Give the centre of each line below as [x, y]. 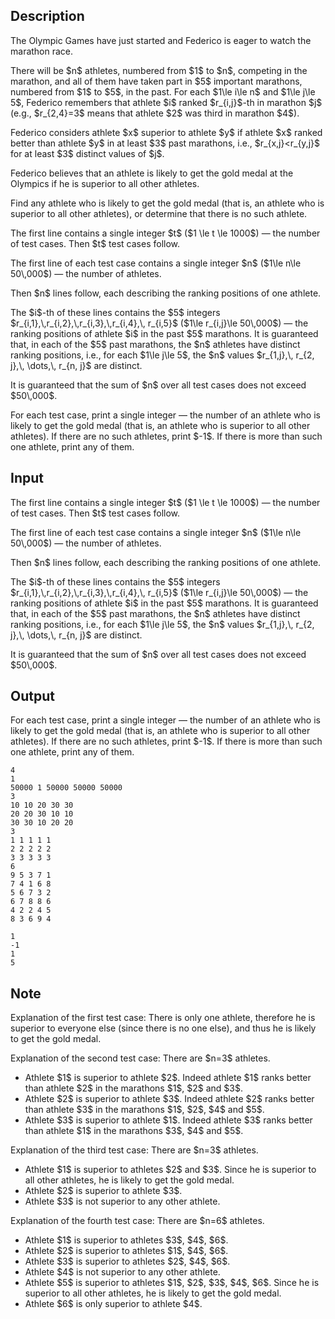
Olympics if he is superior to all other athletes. [105, 183]
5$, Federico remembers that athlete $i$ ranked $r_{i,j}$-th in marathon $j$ [166, 102]
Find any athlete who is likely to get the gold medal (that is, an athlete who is [167, 203]
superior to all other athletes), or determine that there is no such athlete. [159, 213]
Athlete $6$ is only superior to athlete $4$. [113, 1304]
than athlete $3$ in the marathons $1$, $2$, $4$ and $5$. [144, 1110]
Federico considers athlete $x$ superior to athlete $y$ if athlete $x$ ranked [166, 132]
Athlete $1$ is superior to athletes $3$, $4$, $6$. [126, 1240]
